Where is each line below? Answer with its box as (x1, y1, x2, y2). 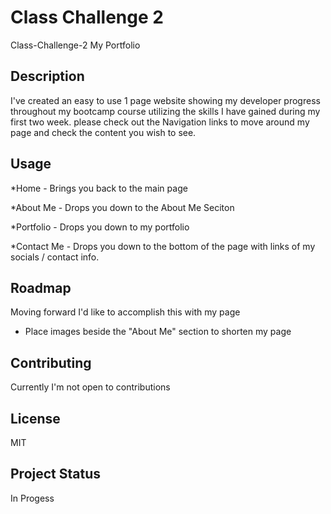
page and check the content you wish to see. (10, 126, 197, 138)
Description (10, 68, 85, 85)
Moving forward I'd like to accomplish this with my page (10, 306, 241, 318)
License (10, 410, 61, 427)
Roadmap (10, 279, 72, 296)
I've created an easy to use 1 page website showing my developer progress (10, 94, 321, 106)
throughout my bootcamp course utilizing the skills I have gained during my (10, 105, 321, 117)
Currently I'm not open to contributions (10, 381, 171, 393)
